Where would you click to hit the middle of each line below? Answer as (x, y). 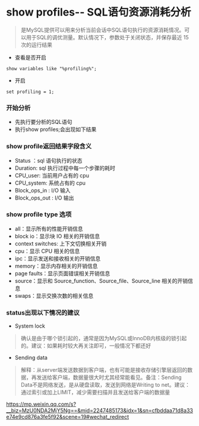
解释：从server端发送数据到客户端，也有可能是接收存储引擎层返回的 (104, 370)
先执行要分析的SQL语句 (43, 122)
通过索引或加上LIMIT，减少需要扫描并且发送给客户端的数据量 (95, 392)
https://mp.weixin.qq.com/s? (41, 404)
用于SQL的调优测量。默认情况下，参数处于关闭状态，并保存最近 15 (107, 37)
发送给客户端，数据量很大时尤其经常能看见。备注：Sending (109, 377)
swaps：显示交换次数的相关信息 (54, 296)
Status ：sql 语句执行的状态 (48, 160)
